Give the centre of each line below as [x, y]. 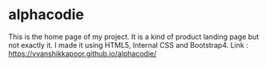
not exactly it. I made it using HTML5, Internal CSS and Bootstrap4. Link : [128, 45]
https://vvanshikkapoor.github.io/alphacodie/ [83, 53]
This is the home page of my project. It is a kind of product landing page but [134, 37]
